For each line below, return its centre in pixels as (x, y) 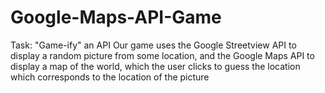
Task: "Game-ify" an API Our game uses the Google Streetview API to (153, 45)
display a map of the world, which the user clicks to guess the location (155, 66)
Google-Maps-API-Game (116, 17)
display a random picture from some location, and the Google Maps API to (162, 55)
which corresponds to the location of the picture (110, 77)
